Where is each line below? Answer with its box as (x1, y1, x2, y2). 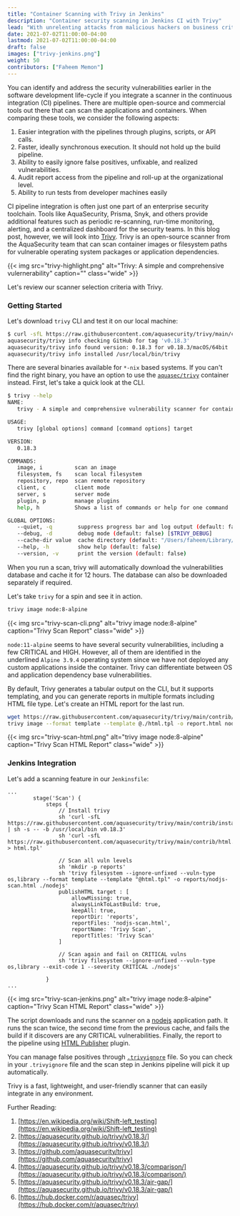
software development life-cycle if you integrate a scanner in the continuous (7, 91, 232, 99)
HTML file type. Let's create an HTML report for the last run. (7, 699, 184, 708)
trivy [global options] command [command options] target (16, 425, 194, 432)
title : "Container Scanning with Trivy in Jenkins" (7, 10, 164, 18)
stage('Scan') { (33, 794, 81, 802)
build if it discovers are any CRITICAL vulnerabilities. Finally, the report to (7, 1031, 222, 1040)
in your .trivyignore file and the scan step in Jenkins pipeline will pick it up (7, 1060, 230, 1068)
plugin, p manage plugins (16, 497, 120, 504)
